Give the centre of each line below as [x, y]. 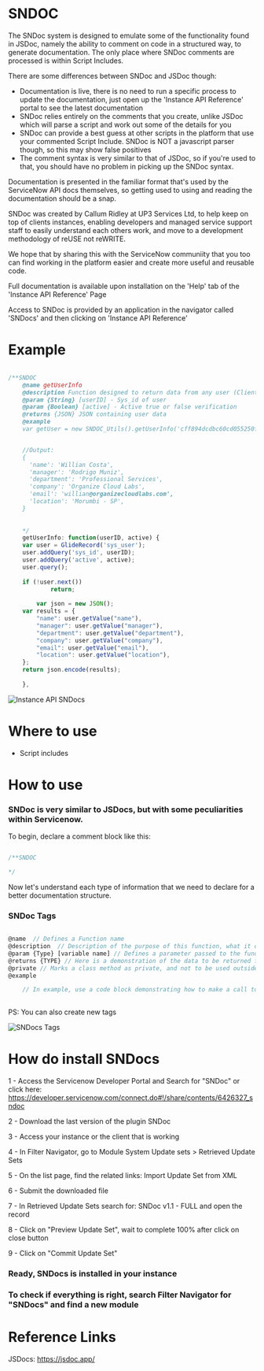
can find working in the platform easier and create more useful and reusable [131, 262]
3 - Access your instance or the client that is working [94, 1137]
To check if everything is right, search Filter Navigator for [120, 1295]
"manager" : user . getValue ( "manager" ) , [100, 626]
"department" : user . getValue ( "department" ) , [110, 633]
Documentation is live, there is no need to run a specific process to [128, 91]
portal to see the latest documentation [81, 108]
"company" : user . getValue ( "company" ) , [100, 640]
